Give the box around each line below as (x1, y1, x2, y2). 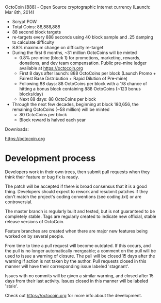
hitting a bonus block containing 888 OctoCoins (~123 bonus (19, 86, 141, 91)
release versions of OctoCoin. (5, 218, 64, 224)
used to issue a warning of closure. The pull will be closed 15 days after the (5, 253, 155, 259)
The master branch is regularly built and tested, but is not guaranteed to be (5, 208, 155, 214)
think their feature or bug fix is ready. (5, 174, 79, 179)
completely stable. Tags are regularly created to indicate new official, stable (5, 214, 157, 219)
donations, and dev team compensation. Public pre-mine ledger (19, 60, 147, 66)
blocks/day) (19, 91, 44, 97)
